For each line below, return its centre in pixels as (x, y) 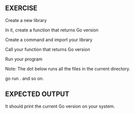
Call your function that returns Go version (48, 49)
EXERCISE (21, 8)
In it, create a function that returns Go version (52, 30)
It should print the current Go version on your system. (60, 106)
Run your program (24, 59)
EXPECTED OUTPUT (37, 94)
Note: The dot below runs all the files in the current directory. (68, 68)
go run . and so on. (24, 78)
